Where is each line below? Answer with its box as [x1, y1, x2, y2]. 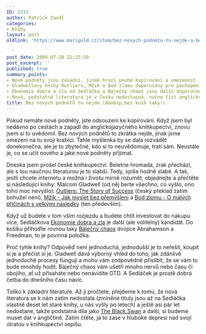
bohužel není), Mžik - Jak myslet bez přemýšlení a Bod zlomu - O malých [6, 194, 191, 201]
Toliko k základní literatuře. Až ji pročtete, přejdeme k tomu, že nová [6, 287, 178, 295]
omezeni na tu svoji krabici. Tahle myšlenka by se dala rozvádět [6, 136, 167, 143]
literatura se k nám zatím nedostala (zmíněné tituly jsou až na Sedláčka [6, 294, 186, 302]
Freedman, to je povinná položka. [6, 231, 91, 239]
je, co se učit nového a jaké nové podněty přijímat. [6, 149, 134, 156]
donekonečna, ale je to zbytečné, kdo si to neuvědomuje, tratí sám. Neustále [6, 142, 200, 150]
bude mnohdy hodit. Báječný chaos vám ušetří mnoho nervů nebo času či [6, 263, 193, 270]
